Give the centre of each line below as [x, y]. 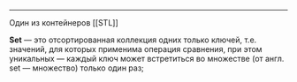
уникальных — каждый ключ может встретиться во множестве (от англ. [147, 59]
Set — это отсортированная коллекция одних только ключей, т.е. [133, 40]
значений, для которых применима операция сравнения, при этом [136, 49]
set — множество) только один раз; [76, 68]
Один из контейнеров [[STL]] [64, 22]
